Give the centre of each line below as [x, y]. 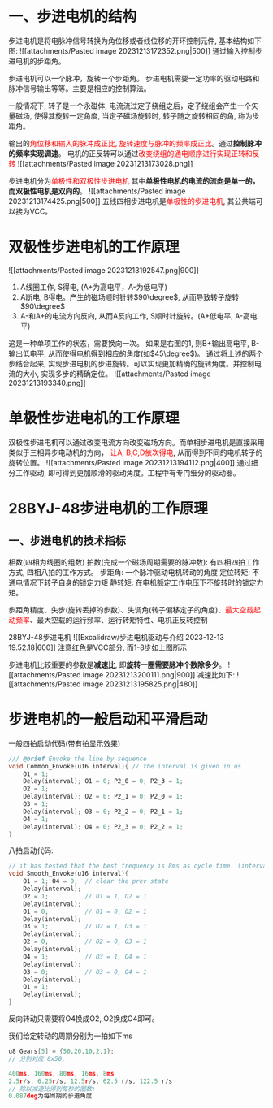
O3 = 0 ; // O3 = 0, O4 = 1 [85, 972]
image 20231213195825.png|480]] [140, 684]
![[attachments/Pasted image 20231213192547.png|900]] [104, 270]
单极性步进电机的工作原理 [94, 418]
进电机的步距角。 [37, 61]
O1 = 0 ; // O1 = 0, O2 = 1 [85, 911]
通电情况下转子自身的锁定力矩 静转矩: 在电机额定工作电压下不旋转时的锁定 [132, 582]
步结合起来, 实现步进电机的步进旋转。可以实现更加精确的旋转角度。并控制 [131, 363]
